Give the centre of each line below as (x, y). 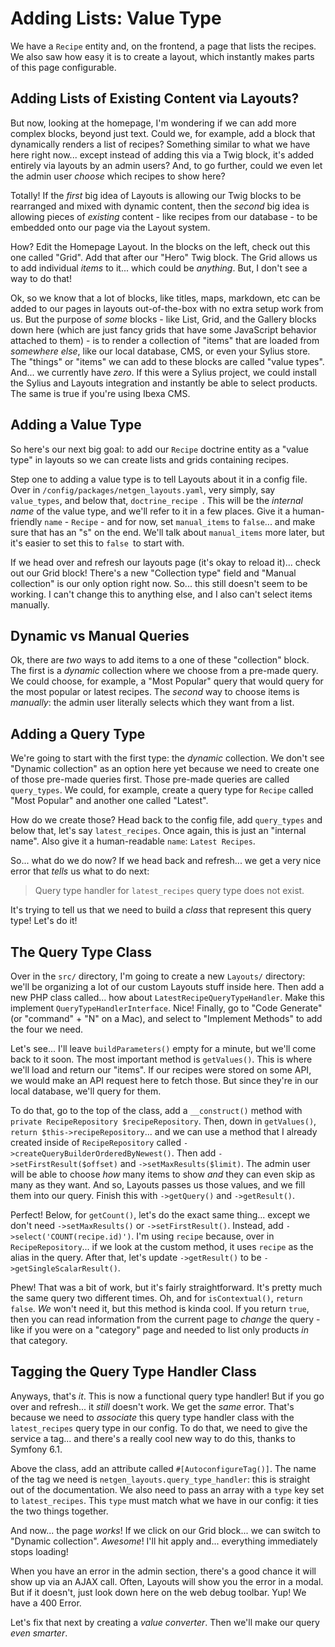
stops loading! (39, 1551)
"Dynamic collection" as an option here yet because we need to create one (165, 769)
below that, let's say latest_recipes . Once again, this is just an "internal (158, 831)
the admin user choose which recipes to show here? (118, 176)
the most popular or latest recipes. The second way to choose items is (155, 692)
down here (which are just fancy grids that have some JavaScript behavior (163, 329)
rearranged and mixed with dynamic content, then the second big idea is (160, 206)
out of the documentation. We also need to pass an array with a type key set (167, 1489)
